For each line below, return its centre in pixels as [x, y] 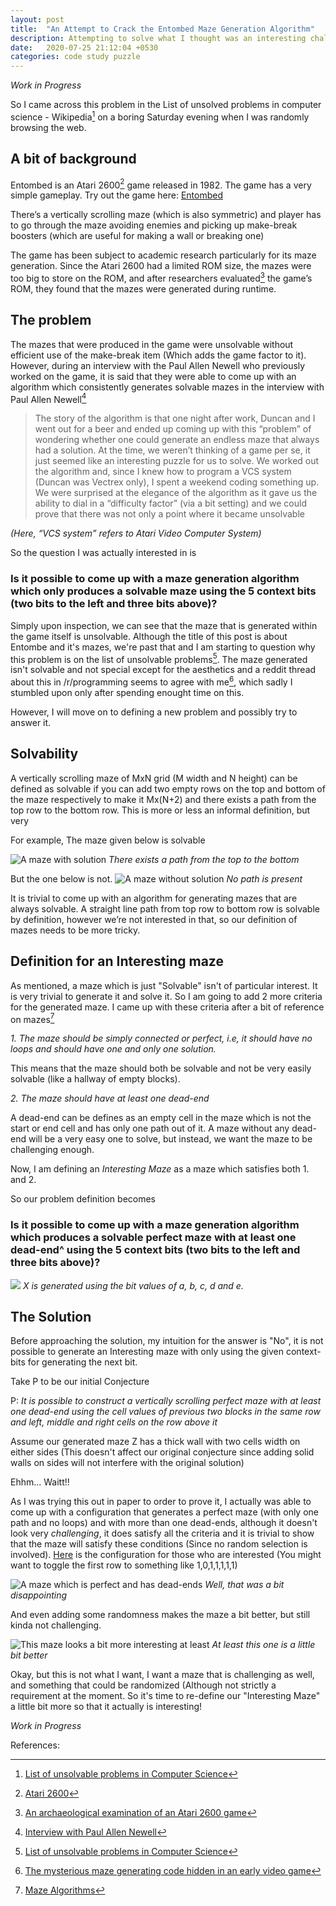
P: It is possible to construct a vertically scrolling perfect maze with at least [166, 1401]
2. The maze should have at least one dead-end [110, 1098]
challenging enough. [52, 1150]
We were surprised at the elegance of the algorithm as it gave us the [176, 493]
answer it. [31, 722]
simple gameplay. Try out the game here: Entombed [117, 195]
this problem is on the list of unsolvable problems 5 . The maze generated [159, 658]
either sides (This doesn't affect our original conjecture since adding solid [162, 1452]
